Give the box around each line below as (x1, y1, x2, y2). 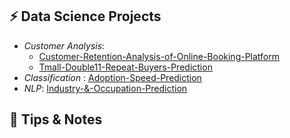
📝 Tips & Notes (9, 111, 103, 128)
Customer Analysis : (23, 39, 106, 52)
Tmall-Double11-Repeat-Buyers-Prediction (38, 61, 213, 73)
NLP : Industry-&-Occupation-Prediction (23, 82, 188, 94)
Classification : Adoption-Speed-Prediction (23, 71, 202, 83)
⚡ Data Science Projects (9, 8, 162, 25)
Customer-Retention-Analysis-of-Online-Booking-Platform (38, 50, 281, 62)
